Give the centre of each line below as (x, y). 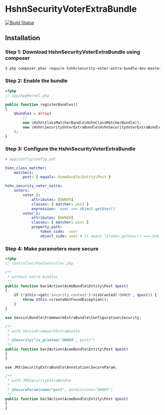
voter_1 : (32, 195)
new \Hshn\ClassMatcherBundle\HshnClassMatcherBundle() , (82, 123)
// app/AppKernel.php (27, 96)
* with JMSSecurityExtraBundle (39, 381)
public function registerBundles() (41, 104)
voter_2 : (32, 213)
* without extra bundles (32, 277)
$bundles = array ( (33, 114)
